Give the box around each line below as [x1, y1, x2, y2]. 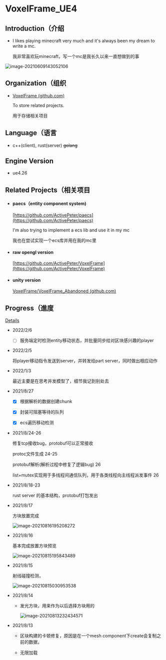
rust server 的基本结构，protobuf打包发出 [12, 492, 98, 498]
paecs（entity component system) [12, 200, 86, 206]
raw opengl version [12, 249, 54, 255]
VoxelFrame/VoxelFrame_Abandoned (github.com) [12, 288, 116, 294]
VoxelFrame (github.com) [12, 92, 65, 98]
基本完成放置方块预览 [12, 542, 56, 548]
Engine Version [5, 157, 54, 165]
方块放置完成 [12, 512, 39, 518]
